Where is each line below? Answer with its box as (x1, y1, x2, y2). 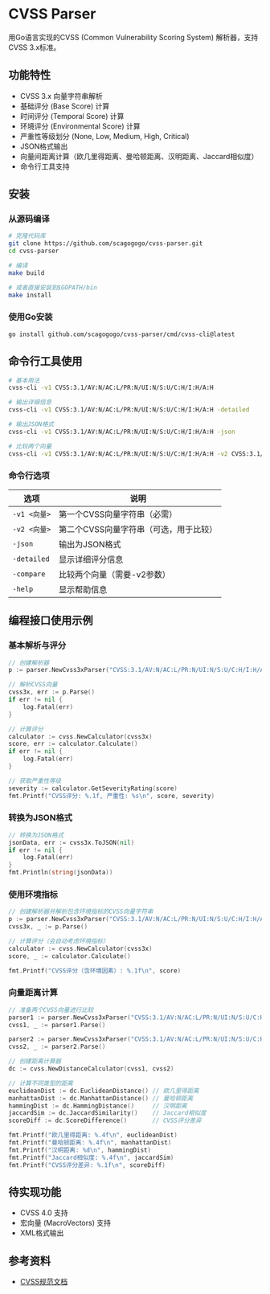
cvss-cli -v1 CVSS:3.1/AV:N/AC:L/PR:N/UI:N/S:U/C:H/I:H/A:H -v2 (8, 449, 228, 458)
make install (8, 291, 52, 299)
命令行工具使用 (8, 354, 83, 368)
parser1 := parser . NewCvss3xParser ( (8, 1013, 131, 1022)
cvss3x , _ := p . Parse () (8, 923, 88, 931)
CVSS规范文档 (19, 1277, 68, 1287)
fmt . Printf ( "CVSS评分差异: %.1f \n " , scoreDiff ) (8, 1161, 166, 1169)
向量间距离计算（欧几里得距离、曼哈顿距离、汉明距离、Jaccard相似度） (19, 151, 259, 161)
